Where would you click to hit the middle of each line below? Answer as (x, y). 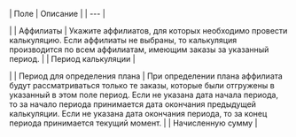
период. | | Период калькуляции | (72, 59)
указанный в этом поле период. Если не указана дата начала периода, (144, 95)
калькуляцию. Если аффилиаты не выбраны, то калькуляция (123, 40)
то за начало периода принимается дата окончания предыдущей (133, 104)
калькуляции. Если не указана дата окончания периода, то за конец (138, 114)
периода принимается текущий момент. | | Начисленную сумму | (133, 123)
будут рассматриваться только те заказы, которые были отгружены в (142, 85)
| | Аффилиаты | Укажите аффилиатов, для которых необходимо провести (148, 30)
